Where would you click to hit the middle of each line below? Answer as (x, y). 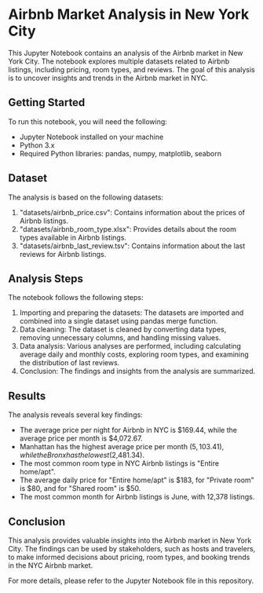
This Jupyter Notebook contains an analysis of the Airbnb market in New (126, 53)
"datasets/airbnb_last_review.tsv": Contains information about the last (132, 246)
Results (27, 395)
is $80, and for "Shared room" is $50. (80, 489)
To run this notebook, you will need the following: (88, 121)
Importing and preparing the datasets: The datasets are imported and (131, 313)
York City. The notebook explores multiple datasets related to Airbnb (119, 61)
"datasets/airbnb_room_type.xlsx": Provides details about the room (128, 229)
